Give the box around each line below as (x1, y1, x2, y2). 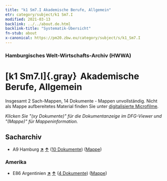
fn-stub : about (5, 31, 37, 36)
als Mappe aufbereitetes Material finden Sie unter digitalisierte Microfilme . (5, 103, 159, 109)
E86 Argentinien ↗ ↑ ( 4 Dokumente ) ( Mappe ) (12, 170, 107, 176)
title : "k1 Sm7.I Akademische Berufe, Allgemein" (5, 7, 112, 13)
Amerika (5, 159, 27, 166)
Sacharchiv (5, 133, 42, 141)
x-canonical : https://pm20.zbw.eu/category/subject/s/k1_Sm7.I (5, 36, 141, 41)
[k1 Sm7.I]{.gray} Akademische (5, 70, 139, 82)
